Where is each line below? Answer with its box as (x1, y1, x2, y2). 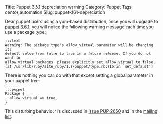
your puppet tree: (5, 78, 40, 83)
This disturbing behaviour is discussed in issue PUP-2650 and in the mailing (5, 108, 158, 114)
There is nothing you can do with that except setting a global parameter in (5, 72, 153, 78)
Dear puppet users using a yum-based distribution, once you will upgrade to (5, 19, 158, 24)
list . (5, 114, 12, 119)
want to (5, 55, 21, 60)
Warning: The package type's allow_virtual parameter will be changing (5, 43, 153, 48)
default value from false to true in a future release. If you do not (5, 51, 151, 56)
